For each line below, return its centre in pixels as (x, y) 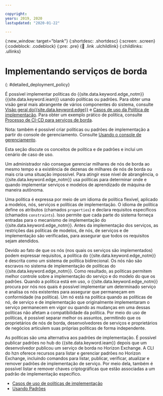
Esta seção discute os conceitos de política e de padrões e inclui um (74, 149)
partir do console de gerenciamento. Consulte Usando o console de (73, 135)
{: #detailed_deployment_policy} (38, 85)
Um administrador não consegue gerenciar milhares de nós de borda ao (77, 164)
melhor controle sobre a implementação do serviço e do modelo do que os (80, 276)
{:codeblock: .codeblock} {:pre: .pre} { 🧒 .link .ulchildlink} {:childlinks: (74, 46)
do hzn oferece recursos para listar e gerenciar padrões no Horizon (73, 353)
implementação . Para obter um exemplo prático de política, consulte (74, 115)
